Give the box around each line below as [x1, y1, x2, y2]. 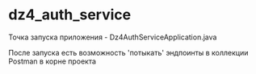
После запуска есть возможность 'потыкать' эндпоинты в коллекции [8, 47, 249, 57]
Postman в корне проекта [8, 56, 97, 66]
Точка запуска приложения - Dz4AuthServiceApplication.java [8, 32, 217, 42]
